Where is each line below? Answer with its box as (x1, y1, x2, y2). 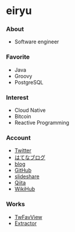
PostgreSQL (14, 79, 44, 86)
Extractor (14, 220, 37, 227)
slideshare (14, 173, 40, 180)
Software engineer (14, 38, 59, 45)
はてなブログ (14, 154, 45, 161)
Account (6, 134, 31, 142)
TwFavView (14, 213, 42, 220)
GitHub (14, 167, 32, 174)
